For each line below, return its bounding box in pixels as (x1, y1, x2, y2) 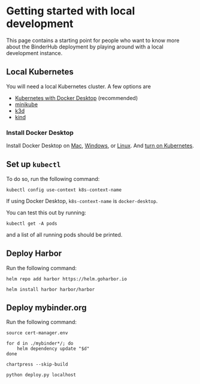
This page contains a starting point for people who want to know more (6, 37, 180, 44)
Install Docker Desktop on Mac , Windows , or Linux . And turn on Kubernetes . (6, 142, 195, 149)
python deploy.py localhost (6, 372, 77, 378)
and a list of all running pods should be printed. (6, 231, 123, 238)
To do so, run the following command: (6, 175, 100, 182)
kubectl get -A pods (6, 220, 58, 226)
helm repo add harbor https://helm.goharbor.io (6, 276, 128, 282)
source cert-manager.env (6, 330, 68, 336)
